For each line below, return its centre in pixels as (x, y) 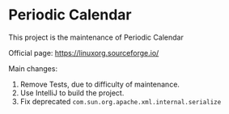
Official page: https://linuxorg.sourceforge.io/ (84, 53)
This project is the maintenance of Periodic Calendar (96, 37)
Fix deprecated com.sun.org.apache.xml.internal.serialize (121, 101)
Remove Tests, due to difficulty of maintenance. (100, 84)
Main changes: (33, 68)
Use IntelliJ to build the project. (72, 93)
